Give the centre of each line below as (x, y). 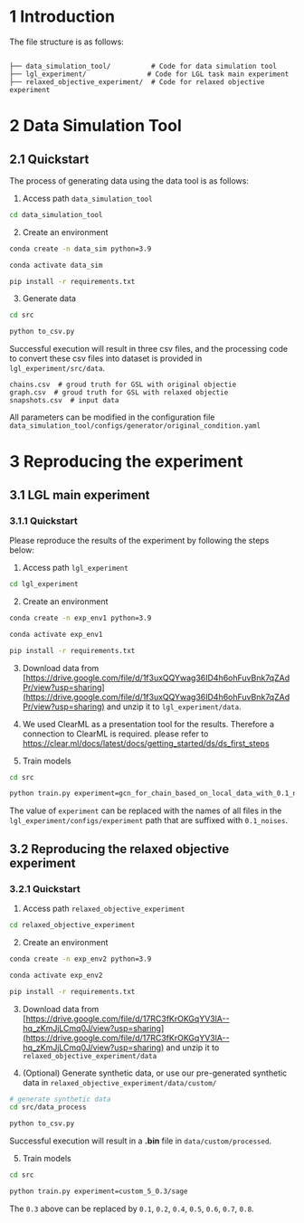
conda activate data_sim (56, 265)
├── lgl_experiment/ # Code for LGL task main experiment (149, 74)
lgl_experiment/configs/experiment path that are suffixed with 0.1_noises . (148, 820)
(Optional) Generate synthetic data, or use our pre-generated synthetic (155, 1073)
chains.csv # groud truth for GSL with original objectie (123, 385)
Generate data (49, 299)
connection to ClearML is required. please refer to (115, 734)
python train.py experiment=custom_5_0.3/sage (99, 1191)
